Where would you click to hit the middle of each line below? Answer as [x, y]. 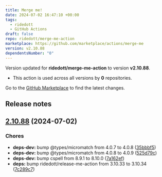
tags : [11, 20]
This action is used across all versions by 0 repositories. [72, 78]
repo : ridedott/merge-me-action [40, 39]
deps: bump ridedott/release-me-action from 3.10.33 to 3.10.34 [80, 164]
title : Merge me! [24, 10]
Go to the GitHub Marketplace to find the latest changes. [65, 87]
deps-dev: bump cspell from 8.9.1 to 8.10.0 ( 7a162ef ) [69, 158]
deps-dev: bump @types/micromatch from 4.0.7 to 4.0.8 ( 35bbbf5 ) [84, 147]
